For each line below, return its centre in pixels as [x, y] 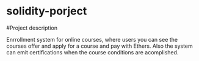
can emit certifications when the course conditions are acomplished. [92, 52]
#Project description [32, 28]
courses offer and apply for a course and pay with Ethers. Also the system [100, 46]
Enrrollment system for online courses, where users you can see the [92, 39]
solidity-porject [47, 11]
